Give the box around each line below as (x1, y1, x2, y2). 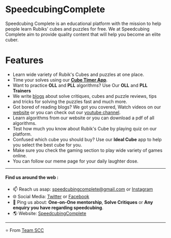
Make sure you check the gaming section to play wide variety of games (12, 147, 163, 153)
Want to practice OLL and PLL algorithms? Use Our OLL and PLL (12, 82, 148, 88)
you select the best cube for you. (12, 142, 82, 148)
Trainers (12, 88, 32, 94)
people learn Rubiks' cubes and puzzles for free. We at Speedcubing (5, 25, 150, 32)
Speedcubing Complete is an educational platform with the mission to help (5, 20, 161, 27)
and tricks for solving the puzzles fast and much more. (12, 98, 127, 104)
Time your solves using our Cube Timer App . (12, 76, 108, 83)
